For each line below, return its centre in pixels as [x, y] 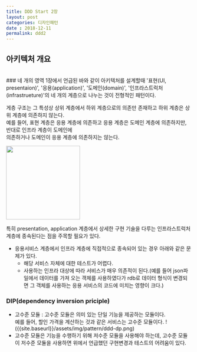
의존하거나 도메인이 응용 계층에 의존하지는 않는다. [63, 137]
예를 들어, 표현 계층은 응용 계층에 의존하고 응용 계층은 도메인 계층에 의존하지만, [96, 122]
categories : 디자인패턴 [32, 22]
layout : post [22, 17]
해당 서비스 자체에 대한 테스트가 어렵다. [68, 263]
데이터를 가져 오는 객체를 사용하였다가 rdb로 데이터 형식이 [106, 278]
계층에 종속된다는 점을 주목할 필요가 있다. [53, 236]
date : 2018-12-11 [29, 28]
